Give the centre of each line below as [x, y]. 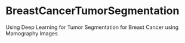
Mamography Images [32, 33]
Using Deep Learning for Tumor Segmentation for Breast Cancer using [92, 27]
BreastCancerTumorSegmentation [92, 11]
